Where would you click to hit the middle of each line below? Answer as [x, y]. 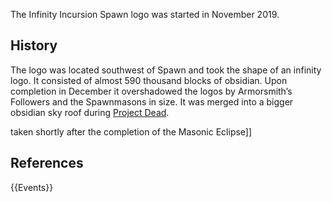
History [34, 45]
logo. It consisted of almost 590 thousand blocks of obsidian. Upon [149, 80]
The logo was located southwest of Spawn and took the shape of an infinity [166, 70]
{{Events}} [32, 187]
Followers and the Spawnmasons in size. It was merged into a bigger [152, 101]
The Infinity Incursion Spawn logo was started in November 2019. [145, 14]
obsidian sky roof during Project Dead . [90, 112]
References [47, 163]
